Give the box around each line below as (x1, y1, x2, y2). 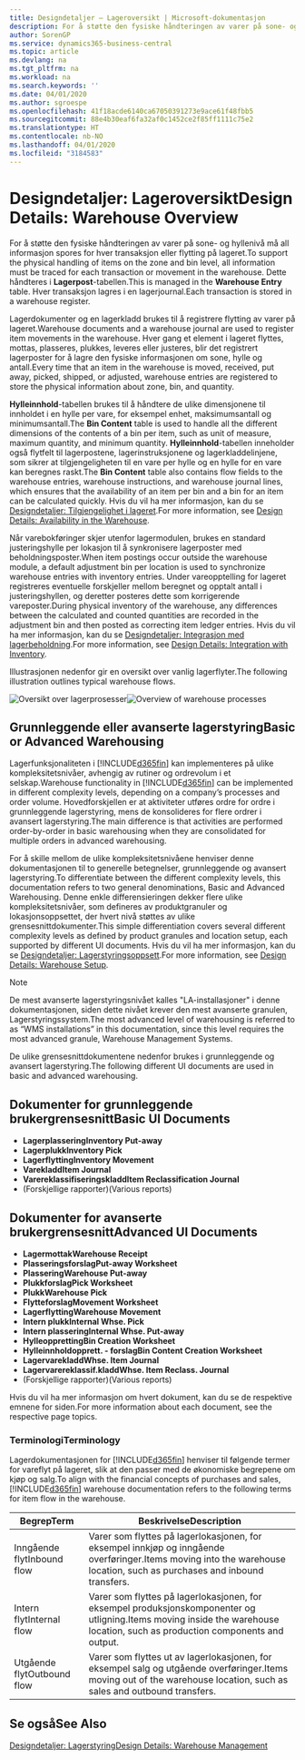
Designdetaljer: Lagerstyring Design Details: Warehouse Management (9, 1740, 268, 1751)
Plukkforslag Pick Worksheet (22, 1277, 133, 1288)
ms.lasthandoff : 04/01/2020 (9, 140, 116, 149)
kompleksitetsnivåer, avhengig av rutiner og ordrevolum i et (9, 768, 231, 778)
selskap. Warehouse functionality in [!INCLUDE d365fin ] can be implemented (9, 778, 293, 788)
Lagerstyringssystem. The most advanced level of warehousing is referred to (9, 1014, 295, 1025)
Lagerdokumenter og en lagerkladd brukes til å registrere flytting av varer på (9, 313, 296, 324)
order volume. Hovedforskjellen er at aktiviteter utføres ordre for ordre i (9, 797, 275, 808)
